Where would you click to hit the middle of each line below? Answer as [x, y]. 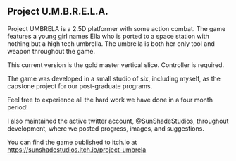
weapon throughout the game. [51, 51]
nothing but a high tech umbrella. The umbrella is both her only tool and [111, 43]
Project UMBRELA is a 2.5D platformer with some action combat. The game [117, 28]
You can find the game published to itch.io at [72, 142]
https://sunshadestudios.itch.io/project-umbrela [77, 149]
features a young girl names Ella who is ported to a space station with [108, 36]
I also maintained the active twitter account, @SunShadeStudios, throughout [118, 121]
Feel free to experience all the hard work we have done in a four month [110, 100]
